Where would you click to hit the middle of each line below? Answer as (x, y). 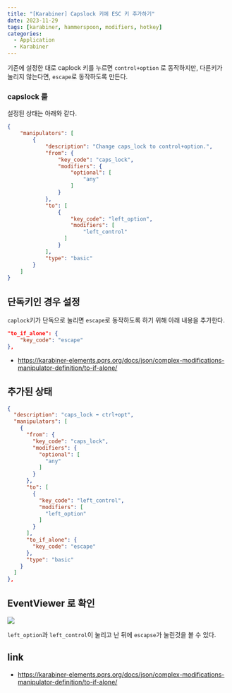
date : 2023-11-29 (33, 21)
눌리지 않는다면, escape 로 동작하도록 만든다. (68, 76)
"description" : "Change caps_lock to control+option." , (129, 146)
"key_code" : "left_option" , (111, 219)
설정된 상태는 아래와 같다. (42, 113)
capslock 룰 (28, 96)
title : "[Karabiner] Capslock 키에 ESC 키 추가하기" (81, 14)
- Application (34, 40)
